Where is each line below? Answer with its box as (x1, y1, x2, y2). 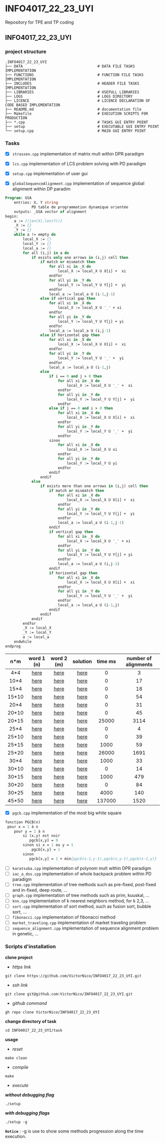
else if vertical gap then (40, 296, 96, 301)
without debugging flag (5, 1092, 55, 1098)
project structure (5, 48, 47, 55)
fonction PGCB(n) (5, 820, 41, 825)
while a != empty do (14, 232, 56, 237)
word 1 (28, 655, 46, 662)
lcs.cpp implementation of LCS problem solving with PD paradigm (12, 160, 146, 166)
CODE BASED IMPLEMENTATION (5, 102, 60, 107)
